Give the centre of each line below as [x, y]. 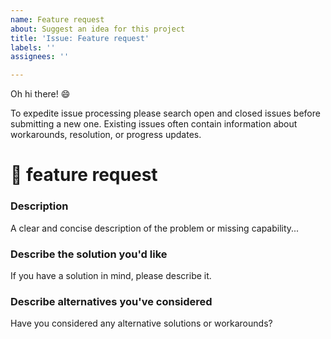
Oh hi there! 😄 [40, 94]
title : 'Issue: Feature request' [80, 38]
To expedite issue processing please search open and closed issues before [165, 113]
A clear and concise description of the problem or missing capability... [155, 228]
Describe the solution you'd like [89, 254]
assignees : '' [40, 57]
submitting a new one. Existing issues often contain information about [154, 124]
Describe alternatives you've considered [111, 301]
